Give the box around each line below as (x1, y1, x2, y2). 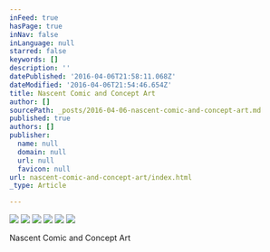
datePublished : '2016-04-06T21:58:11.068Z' (9, 72, 177, 81)
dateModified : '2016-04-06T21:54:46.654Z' (9, 80, 172, 89)
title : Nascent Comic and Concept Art (9, 89, 156, 98)
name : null (17, 139, 59, 148)
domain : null (17, 147, 67, 156)
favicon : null (17, 164, 71, 173)
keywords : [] (9, 55, 59, 64)
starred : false (9, 47, 67, 56)
